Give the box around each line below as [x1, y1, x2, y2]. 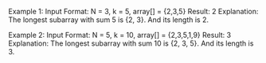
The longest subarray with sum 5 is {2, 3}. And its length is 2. [8, 15, 209, 24]
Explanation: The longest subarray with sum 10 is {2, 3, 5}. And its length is [8, 39, 254, 48]
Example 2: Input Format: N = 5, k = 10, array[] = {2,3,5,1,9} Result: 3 [8, 31, 232, 39]
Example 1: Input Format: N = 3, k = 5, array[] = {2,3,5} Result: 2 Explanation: [8, 7, 259, 16]
